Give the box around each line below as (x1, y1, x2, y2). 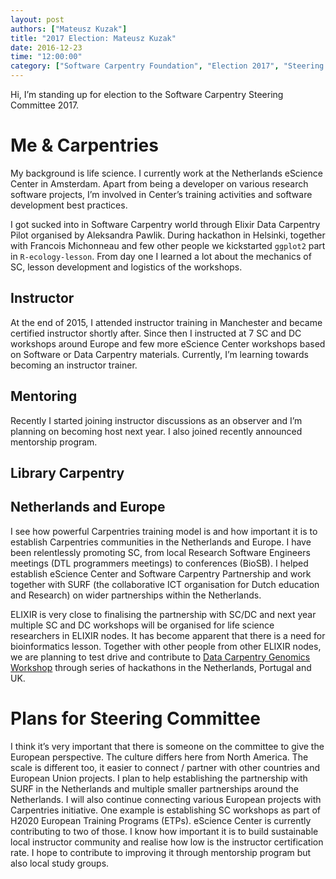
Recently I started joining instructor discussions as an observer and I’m (10, 414, 303, 426)
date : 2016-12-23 (10, 42, 83, 53)
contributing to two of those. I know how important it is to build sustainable (10, 825, 319, 837)
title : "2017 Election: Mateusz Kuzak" (10, 33, 177, 43)
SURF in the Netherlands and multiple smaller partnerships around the (10, 782, 299, 795)
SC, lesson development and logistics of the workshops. (10, 261, 243, 273)
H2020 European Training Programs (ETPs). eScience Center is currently (10, 814, 312, 826)
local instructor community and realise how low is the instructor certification (10, 836, 324, 848)
